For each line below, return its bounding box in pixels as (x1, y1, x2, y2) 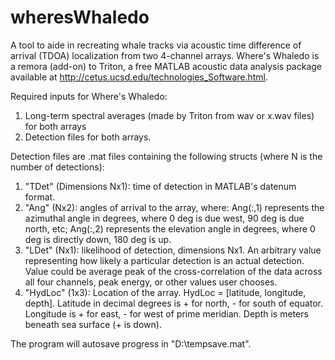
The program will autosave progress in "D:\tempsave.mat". (10, 337, 252, 350)
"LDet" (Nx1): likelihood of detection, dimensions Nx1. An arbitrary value (24, 244, 322, 256)
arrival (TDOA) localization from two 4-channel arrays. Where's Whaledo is (10, 49, 320, 61)
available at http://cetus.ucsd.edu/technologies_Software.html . (10, 71, 269, 83)
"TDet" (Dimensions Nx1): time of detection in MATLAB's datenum (24, 180, 297, 192)
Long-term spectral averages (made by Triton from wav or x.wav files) (24, 109, 315, 121)
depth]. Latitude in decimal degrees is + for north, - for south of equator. (24, 297, 324, 309)
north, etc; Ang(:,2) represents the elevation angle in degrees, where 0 (24, 222, 316, 235)
